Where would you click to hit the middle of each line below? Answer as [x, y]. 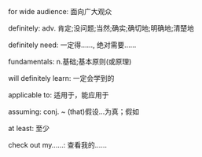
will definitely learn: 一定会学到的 [61, 78]
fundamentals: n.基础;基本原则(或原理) [70, 62]
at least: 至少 [29, 128]
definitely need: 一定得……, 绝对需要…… [72, 45]
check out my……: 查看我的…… [58, 145]
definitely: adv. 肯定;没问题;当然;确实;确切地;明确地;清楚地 [101, 28]
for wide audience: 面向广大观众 [60, 11]
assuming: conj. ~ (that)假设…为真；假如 [74, 111]
